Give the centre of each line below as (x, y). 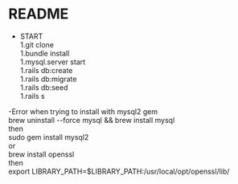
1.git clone (37, 44)
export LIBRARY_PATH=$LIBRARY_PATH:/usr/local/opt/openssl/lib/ (119, 171)
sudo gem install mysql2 (49, 137)
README (39, 14)
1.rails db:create (46, 70)
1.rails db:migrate (48, 79)
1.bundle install (45, 53)
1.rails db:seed (44, 87)
